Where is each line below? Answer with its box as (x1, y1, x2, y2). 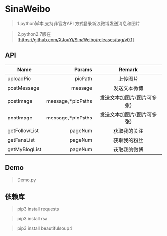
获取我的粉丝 (113, 137, 144, 144)
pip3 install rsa (17, 216, 48, 222)
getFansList (7, 136, 35, 143)
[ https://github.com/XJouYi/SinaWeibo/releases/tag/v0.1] (17, 36, 134, 43)
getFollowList (7, 127, 39, 134)
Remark (119, 66, 138, 73)
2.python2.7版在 (17, 31, 51, 37)
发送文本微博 (113, 85, 144, 92)
